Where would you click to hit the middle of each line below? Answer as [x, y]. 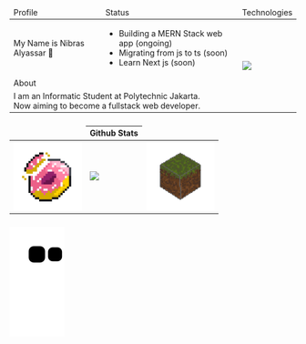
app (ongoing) [146, 43]
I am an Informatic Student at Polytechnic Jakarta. [107, 96]
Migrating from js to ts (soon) [173, 53]
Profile [25, 12]
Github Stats [114, 133]
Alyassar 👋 [33, 53]
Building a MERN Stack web [171, 33]
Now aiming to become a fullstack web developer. [107, 106]
